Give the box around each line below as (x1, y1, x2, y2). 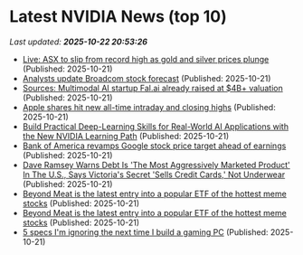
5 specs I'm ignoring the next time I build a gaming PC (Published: (22, 226, 269, 237)
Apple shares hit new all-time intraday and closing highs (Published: (22, 101, 276, 112)
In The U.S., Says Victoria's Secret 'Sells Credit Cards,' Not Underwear (22, 169, 286, 180)
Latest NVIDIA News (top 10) (9, 6, 228, 27)
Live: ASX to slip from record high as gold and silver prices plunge (22, 53, 270, 64)
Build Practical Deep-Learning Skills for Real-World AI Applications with (22, 120, 289, 132)
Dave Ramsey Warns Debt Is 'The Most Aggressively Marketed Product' (22, 159, 291, 170)
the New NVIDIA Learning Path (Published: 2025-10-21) (22, 130, 230, 141)
